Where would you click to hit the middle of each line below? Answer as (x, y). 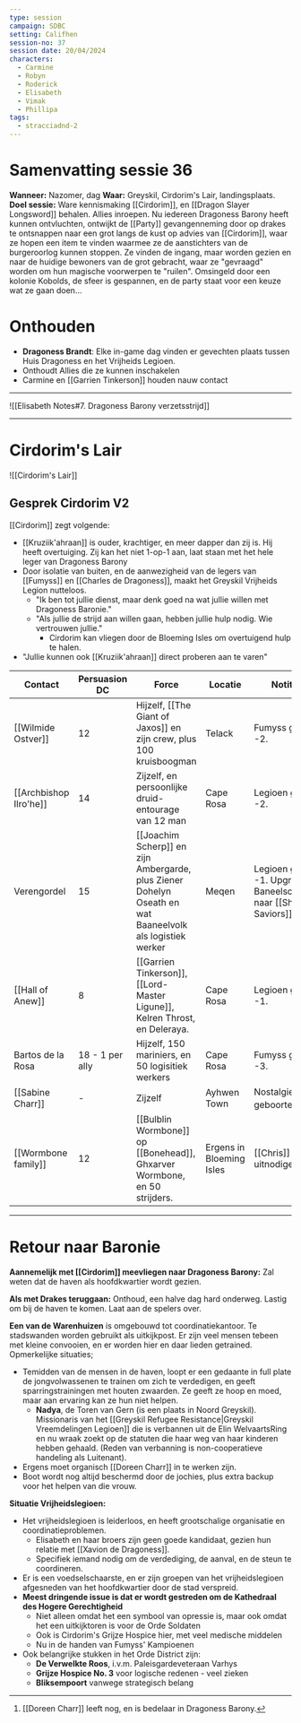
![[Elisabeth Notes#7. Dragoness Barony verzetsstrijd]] (110, 405)
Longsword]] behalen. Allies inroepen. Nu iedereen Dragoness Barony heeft (149, 214)
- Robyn (32, 76)
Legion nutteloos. (54, 590)
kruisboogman (166, 761)
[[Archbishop (42, 792)
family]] (30, 1164)
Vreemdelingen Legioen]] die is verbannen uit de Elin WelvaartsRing (161, 1429)
